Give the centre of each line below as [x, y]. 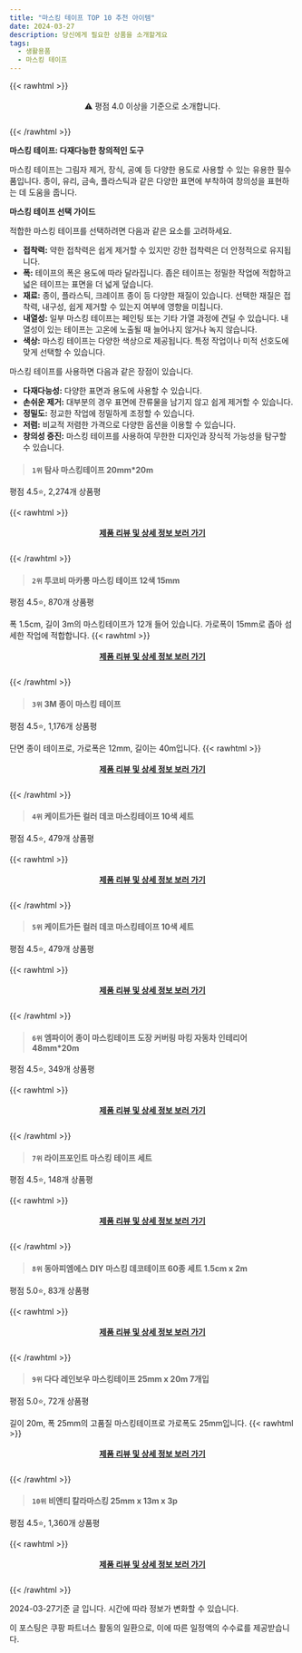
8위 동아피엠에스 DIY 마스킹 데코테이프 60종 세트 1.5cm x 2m [139, 1269]
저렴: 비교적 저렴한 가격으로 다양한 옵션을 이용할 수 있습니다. [129, 424]
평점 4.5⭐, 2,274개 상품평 [55, 491]
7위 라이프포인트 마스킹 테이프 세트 [92, 1158]
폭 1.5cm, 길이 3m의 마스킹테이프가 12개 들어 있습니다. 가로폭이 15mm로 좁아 [146, 624]
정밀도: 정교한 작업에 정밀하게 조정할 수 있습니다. [108, 413]
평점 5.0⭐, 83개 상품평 [49, 1290]
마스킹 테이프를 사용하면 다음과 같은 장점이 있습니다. [101, 371]
